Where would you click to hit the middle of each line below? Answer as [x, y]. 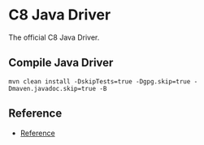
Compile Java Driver [61, 63]
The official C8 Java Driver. [54, 37]
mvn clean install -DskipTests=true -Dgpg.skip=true [100, 81]
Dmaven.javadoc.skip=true [52, 88]
